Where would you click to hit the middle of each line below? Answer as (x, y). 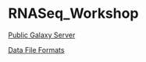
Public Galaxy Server (42, 35)
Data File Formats (36, 50)
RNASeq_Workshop (73, 14)
